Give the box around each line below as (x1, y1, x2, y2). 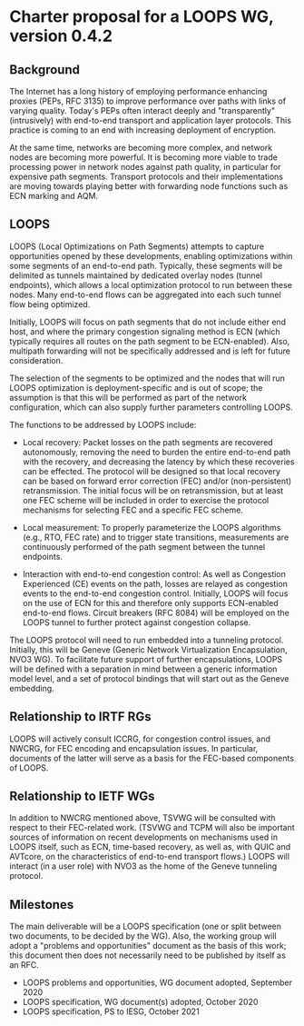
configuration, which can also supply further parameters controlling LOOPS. (9, 402, 293, 413)
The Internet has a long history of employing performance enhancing (9, 86, 268, 96)
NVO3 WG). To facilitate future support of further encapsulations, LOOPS (9, 653, 283, 664)
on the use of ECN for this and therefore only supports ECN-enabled (22, 597, 279, 608)
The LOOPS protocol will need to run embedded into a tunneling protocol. (9, 634, 284, 645)
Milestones (9, 897, 74, 912)
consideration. (9, 354, 64, 365)
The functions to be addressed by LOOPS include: (9, 419, 197, 430)
